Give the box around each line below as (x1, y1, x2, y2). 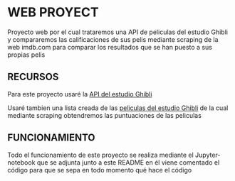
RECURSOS (7, 71, 59, 83)
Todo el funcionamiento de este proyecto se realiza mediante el (7, 150, 194, 159)
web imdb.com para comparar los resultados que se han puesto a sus (7, 43, 212, 51)
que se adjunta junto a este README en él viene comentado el (36, 158, 220, 167)
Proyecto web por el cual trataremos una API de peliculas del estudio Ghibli (7, 28, 228, 36)
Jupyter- (194, 150, 221, 159)
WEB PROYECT (7, 4, 99, 21)
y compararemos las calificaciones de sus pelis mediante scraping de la (7, 35, 219, 43)
